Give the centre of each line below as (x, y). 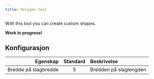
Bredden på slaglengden (118, 70)
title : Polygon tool (26, 9)
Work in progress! (24, 32)
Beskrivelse (104, 62)
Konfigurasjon (27, 48)
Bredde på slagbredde (33, 70)
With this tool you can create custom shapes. (51, 23)
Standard (74, 62)
